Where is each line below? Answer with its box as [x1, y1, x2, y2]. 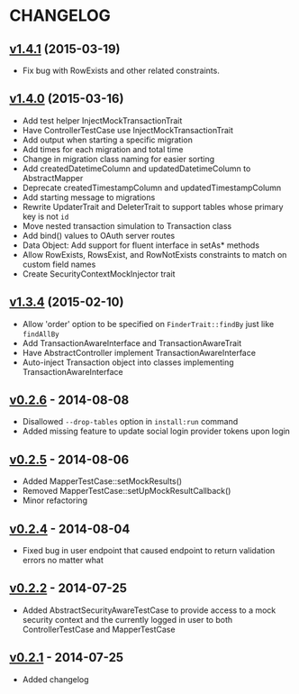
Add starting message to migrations [22, 191, 156, 203]
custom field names [22, 259, 96, 269]
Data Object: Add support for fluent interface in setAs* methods [22, 240, 259, 251]
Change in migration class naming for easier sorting [22, 153, 215, 164]
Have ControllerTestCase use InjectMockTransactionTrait [22, 124, 234, 135]
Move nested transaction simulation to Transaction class [22, 220, 232, 231]
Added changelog [22, 673, 89, 685]
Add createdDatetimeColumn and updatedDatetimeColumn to [22, 163, 251, 174]
